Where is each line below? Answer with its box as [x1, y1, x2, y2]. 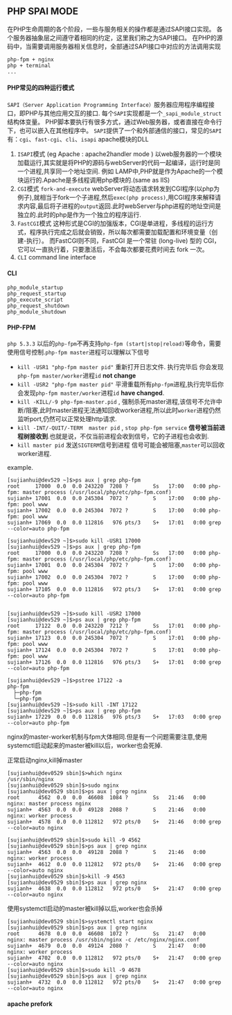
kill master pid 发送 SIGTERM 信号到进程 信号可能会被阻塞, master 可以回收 [17, 441, 225, 450]
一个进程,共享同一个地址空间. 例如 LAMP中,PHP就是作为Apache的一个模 [17, 167, 223, 176]
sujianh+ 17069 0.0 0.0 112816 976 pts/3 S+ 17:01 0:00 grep [7, 520, 222, 527]
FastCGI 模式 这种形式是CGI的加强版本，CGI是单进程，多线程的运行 [17, 219, 208, 228]
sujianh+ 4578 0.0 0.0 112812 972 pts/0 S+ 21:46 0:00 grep [7, 819, 222, 826]
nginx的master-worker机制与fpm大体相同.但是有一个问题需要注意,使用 [7, 733, 208, 741]
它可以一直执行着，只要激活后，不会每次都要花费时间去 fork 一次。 [17, 246, 209, 254]
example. [7, 463, 33, 472]
